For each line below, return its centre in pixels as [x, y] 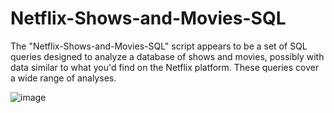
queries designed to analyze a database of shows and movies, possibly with [167, 56]
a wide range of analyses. [63, 78]
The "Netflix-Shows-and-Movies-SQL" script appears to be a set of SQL [159, 46]
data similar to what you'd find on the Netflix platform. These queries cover [165, 67]
